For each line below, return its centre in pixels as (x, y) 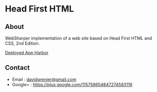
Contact (17, 68)
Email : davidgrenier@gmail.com (44, 79)
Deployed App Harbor (27, 53)
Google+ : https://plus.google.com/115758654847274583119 (72, 84)
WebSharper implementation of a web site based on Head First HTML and (78, 38)
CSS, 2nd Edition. (22, 43)
